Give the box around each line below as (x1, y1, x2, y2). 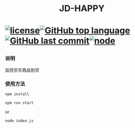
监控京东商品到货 (5, 67, 39, 73)
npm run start (5, 100, 34, 105)
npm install (5, 92, 29, 97)
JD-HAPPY (59, 3, 105, 14)
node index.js (5, 118, 34, 123)
